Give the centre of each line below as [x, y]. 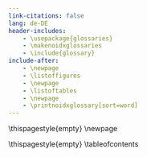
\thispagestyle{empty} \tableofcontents [73, 144]
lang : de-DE [28, 23]
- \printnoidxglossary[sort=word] [80, 105]
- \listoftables [50, 91]
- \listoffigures [52, 76]
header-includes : [37, 31]
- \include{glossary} [59, 53]
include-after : [34, 61]
